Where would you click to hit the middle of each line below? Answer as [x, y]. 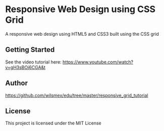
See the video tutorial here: [33, 62]
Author [16, 83]
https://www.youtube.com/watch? [98, 62]
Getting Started [30, 50]
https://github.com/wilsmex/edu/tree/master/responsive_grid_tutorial [77, 95]
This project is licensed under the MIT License [53, 123]
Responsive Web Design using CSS [80, 9]
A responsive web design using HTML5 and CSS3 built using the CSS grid [82, 34]
